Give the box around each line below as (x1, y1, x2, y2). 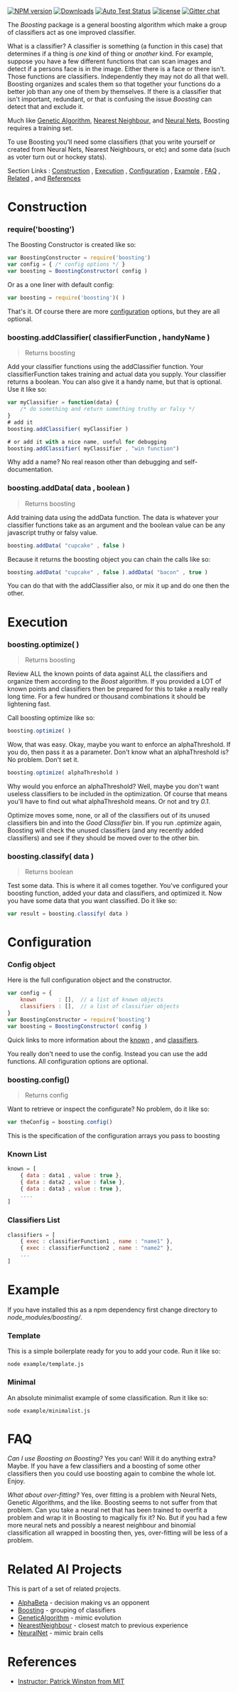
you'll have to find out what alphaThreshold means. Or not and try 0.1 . (7, 797, 211, 805)
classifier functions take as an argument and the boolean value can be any (7, 521, 226, 529)
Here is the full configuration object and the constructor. (7, 976, 172, 984)
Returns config (24, 1090, 69, 1100)
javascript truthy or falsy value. (7, 528, 98, 537)
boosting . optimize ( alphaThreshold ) (7, 769, 119, 776)
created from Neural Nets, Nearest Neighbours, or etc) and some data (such (7, 145, 231, 153)
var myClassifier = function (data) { (7, 399, 119, 406)
